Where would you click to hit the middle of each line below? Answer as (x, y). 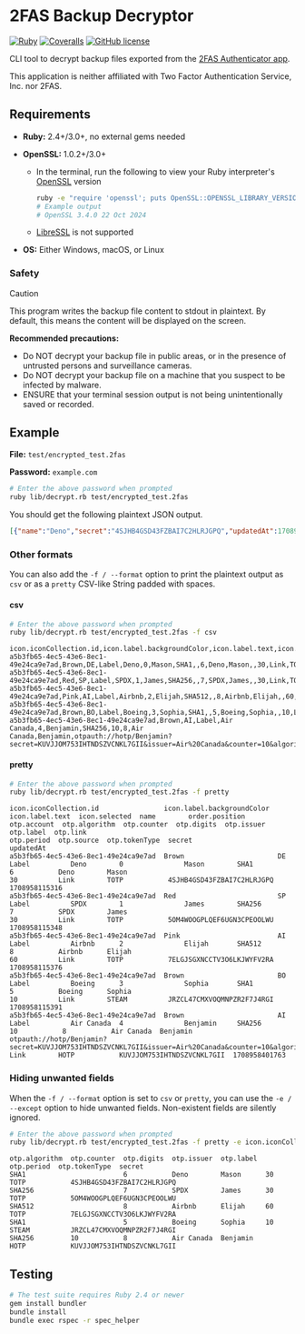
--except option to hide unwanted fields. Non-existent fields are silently (143, 1108)
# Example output (69, 206)
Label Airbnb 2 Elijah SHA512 (135, 944)
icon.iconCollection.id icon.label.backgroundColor (140, 809)
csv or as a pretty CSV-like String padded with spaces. (113, 584)
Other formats (41, 555)
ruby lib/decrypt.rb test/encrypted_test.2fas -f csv (113, 633)
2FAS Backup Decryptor (102, 16)
